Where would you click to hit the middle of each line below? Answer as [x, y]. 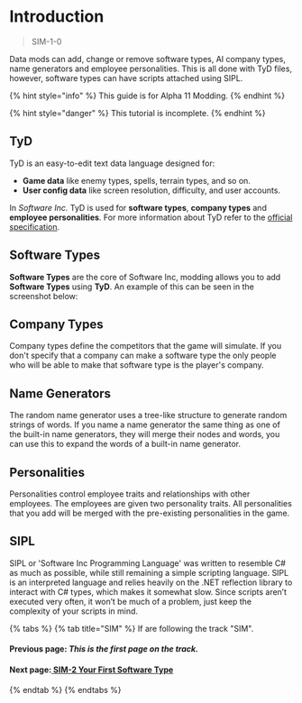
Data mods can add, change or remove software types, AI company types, [148, 59]
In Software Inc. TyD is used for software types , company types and [138, 207]
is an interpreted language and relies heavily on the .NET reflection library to [151, 582]
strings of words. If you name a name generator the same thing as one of [145, 425]
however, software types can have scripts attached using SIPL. [126, 78]
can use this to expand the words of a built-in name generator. [125, 444]
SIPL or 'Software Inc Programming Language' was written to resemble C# [148, 563]
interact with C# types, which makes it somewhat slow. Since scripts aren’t [148, 591]
